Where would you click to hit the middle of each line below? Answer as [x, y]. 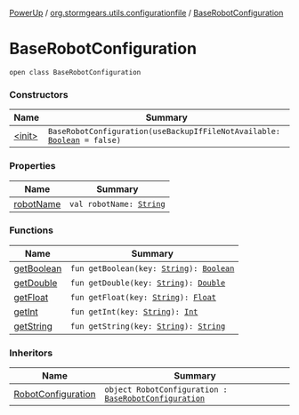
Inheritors [31, 353]
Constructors [39, 94]
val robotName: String [118, 204]
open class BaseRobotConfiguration [75, 72]
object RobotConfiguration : [166, 390]
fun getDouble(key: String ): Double [148, 283]
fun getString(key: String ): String [148, 326]
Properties [32, 166]
